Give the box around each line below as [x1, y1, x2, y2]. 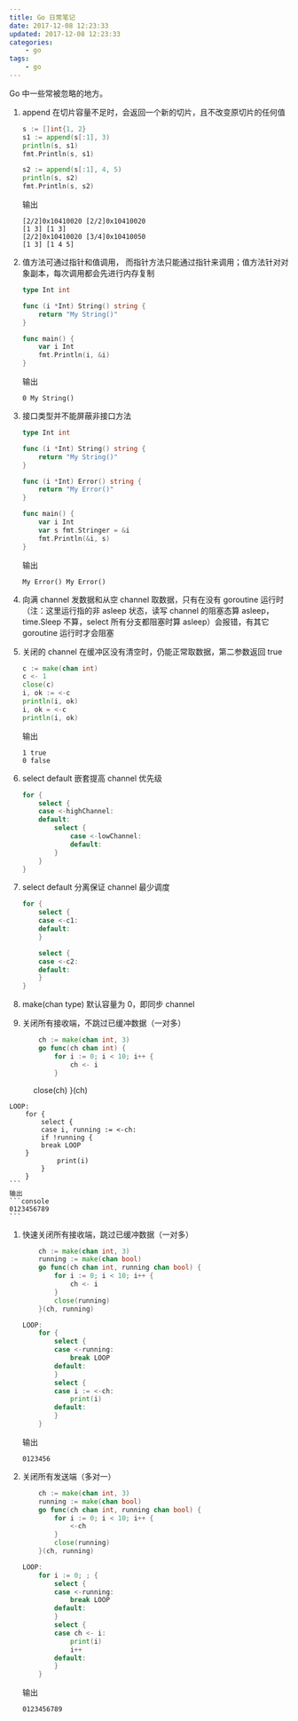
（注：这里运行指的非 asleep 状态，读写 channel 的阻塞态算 [21, 605, 240, 615]
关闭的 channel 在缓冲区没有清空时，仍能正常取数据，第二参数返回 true [21, 646, 283, 657]
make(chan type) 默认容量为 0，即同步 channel [21, 999, 195, 1010]
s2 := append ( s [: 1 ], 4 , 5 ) [21, 165, 122, 174]
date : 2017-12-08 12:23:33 [9, 21, 109, 30]
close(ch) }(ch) [33, 1084, 89, 1095]
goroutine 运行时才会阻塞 [21, 627, 114, 638]
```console [9, 1196, 50, 1206]
